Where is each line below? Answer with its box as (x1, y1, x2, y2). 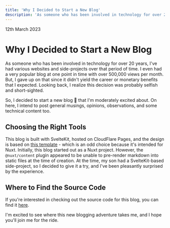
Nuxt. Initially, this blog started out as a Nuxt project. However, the (5, 147, 143, 153)
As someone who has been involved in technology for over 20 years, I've (5, 60, 157, 66)
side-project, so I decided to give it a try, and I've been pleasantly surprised (5, 163, 163, 169)
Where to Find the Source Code (5, 183, 106, 192)
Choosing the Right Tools (5, 123, 87, 131)
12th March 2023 (5, 26, 41, 32)
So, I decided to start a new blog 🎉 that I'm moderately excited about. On (5, 97, 157, 103)
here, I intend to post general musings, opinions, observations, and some (5, 102, 157, 109)
